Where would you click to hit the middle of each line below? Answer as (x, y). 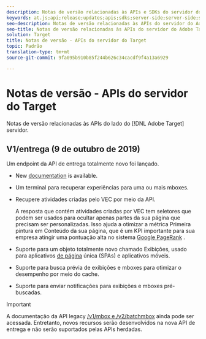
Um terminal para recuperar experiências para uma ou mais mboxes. (102, 188)
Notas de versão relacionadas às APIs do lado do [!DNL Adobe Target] (95, 123)
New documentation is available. (56, 176)
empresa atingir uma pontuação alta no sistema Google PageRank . (100, 237)
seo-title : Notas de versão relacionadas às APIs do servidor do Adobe (100, 29)
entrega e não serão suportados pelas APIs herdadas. (74, 329)
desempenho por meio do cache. (57, 274)
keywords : (19, 18)
